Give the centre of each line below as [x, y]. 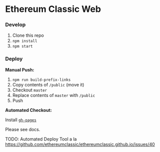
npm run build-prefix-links [41, 80]
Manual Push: [20, 70]
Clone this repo [28, 35]
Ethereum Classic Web [53, 9]
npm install [25, 41]
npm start [23, 46]
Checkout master [30, 90]
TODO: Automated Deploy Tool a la [41, 139]
